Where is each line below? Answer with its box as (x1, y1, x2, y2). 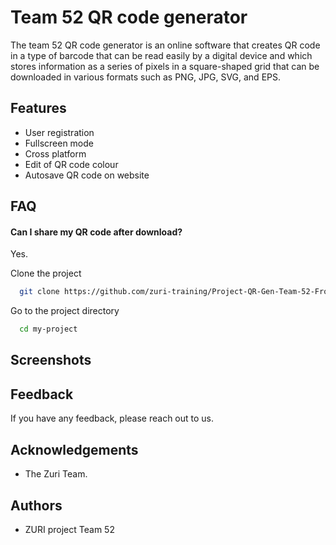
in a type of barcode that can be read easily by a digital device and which (10, 49, 313, 61)
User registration (24, 126, 95, 138)
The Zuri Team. (24, 468, 88, 480)
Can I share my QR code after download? (10, 226, 183, 238)
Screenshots (10, 352, 92, 369)
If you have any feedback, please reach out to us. (10, 412, 215, 425)
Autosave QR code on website (24, 169, 150, 181)
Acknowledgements (10, 441, 139, 458)
